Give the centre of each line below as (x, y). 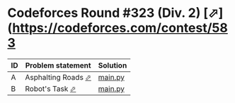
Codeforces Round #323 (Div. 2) (104, 13)
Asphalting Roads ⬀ (58, 77)
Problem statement (58, 65)
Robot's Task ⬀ (51, 88)
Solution (113, 65)
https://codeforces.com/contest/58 (120, 28)
